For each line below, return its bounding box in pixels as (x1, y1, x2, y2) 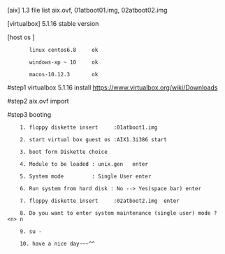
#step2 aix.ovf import (7, 97, 69, 105)
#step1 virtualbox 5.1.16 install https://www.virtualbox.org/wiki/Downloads (7, 83, 218, 92)
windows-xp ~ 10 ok (29, 59, 99, 66)
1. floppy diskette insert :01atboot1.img (20, 124, 158, 131)
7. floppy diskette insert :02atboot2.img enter (20, 197, 180, 204)
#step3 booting (7, 111, 52, 118)
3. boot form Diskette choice (20, 148, 108, 155)
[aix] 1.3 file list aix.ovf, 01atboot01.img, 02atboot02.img (7, 6, 168, 14)
